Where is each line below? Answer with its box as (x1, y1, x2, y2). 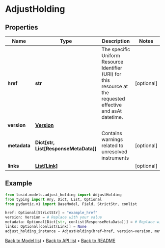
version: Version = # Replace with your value (5, 215, 102, 220)
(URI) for (101, 71, 122, 77)
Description (102, 38, 130, 44)
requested (101, 95, 125, 102)
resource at (101, 83, 128, 90)
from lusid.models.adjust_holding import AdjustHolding (5, 192, 122, 197)
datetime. (101, 114, 123, 120)
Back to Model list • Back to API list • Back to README (5, 238, 115, 244)
